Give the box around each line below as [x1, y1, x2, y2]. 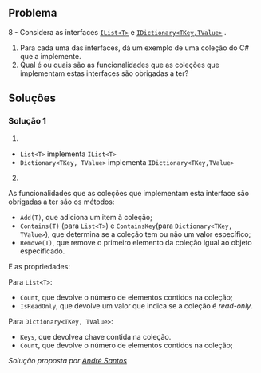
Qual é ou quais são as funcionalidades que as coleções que [19, 60, 219, 69]
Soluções [8, 92, 56, 105]
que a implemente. [19, 51, 81, 61]
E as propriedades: [8, 261, 70, 271]
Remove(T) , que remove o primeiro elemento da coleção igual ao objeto [19, 238, 253, 247]
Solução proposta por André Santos [8, 355, 128, 365]
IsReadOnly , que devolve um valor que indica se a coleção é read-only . [19, 300, 254, 310]
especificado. [19, 246, 65, 256]
